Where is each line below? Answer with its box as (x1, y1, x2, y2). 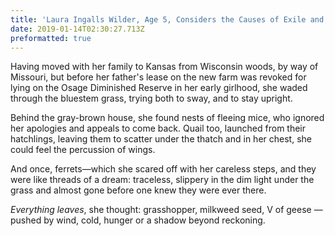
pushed (10, 214, 42, 226)
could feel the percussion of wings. (10, 144, 156, 156)
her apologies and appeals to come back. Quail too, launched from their (10, 122, 307, 135)
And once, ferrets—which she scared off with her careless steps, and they (10, 163, 317, 175)
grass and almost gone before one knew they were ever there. (10, 184, 267, 196)
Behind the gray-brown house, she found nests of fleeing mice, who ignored (10, 112, 325, 124)
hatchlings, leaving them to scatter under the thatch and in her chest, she (10, 133, 312, 145)
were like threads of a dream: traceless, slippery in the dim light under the (10, 174, 315, 186)
